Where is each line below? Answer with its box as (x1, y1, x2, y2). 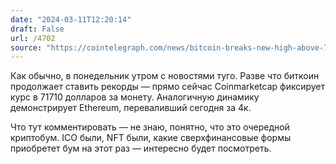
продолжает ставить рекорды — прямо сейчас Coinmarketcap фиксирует (10, 81, 326, 93)
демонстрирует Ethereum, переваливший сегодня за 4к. (10, 102, 252, 114)
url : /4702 (10, 33, 56, 43)
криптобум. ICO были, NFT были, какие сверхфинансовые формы (10, 132, 292, 144)
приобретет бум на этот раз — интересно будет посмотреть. (10, 142, 272, 155)
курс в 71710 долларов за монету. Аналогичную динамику (10, 91, 260, 103)
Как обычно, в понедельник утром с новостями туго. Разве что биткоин (10, 70, 320, 82)
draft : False (10, 24, 65, 34)
